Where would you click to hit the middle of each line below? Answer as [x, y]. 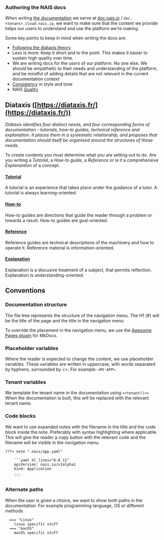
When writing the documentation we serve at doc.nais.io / [64, 18]
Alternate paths [24, 490]
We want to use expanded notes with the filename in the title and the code [81, 427]
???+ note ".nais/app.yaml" [34, 451]
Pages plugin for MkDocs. [31, 335]
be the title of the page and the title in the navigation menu [65, 320]
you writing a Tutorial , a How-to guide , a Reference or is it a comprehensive [82, 160]
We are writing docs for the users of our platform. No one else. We [80, 64]
